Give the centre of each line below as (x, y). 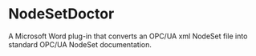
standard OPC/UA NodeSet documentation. (80, 44)
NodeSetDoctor (61, 14)
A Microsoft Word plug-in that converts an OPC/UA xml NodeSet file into (128, 36)
